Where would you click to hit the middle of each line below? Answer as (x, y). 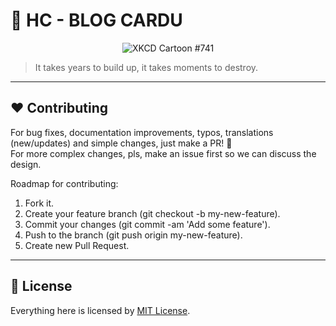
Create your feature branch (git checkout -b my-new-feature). (152, 213)
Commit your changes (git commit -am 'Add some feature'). (147, 224)
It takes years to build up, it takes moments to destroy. (146, 67)
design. (26, 164)
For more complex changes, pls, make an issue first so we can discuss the (163, 153)
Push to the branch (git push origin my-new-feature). (133, 235)
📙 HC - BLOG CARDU (96, 20)
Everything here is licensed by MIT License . (100, 310)
